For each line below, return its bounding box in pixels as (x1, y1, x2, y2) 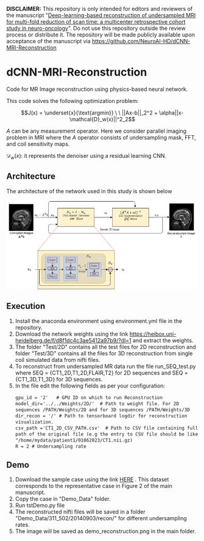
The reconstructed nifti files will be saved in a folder (15, 508, 146, 515)
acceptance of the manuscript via (6, 38, 91, 44)
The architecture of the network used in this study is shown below (6, 187, 172, 194)
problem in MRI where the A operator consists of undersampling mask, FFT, (6, 133, 196, 141)
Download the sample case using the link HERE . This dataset (15, 476, 169, 483)
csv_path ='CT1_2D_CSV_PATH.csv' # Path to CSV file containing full (15, 425, 199, 431)
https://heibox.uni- (129, 330, 177, 338)
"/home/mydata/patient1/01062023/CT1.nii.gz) (15, 437, 133, 444)
